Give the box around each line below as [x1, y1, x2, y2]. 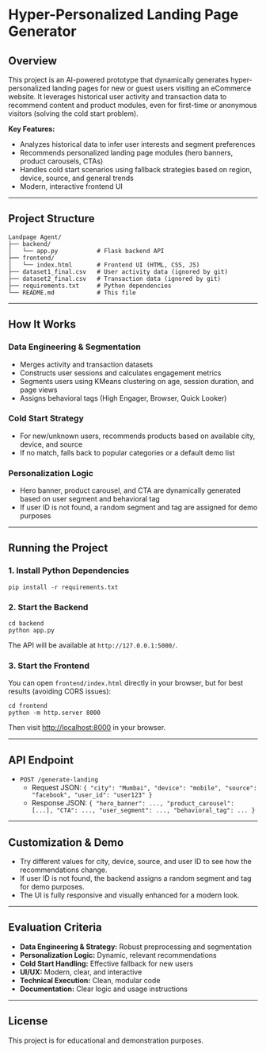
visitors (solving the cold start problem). [8, 109, 139, 118]
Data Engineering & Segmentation [8, 341, 141, 352]
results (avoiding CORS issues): [8, 686, 112, 696]
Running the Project [8, 541, 108, 555]
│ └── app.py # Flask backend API [8, 247, 165, 255]
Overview [8, 54, 58, 67]
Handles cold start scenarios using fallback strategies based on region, [19, 165, 253, 174]
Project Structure [8, 212, 95, 225]
